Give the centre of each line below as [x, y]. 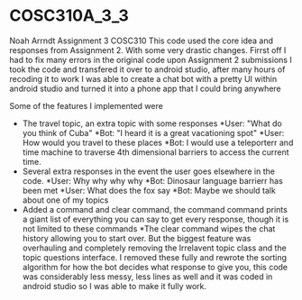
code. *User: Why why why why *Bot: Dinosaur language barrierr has [153, 180]
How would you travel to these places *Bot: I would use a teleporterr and [158, 142]
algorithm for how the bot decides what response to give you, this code [155, 267]
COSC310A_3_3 [69, 16]
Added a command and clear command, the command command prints [155, 209]
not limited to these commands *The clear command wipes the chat [149, 228]
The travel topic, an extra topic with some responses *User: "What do [152, 123]
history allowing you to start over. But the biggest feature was [137, 238]
